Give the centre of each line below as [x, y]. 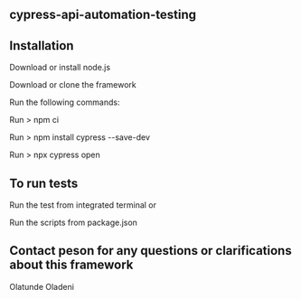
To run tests [44, 183]
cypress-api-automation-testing [103, 15]
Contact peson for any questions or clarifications [150, 251]
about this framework [71, 265]
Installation [42, 46]
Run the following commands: [65, 102]
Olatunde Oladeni [42, 286]
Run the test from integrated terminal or [83, 205]
